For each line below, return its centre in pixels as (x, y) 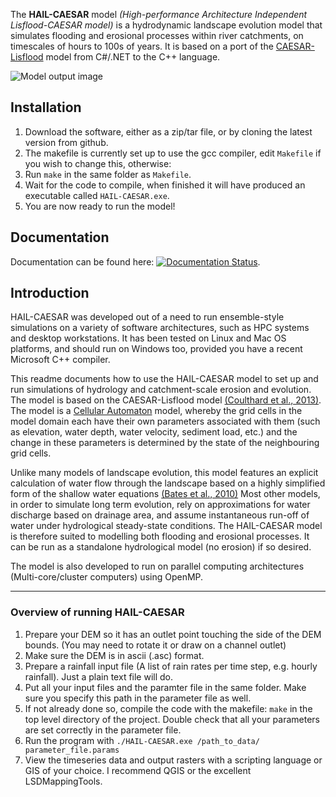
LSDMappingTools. (63, 781)
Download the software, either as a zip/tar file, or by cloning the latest (168, 131)
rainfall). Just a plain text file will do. (99, 676)
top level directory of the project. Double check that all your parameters (172, 719)
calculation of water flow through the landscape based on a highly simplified (168, 483)
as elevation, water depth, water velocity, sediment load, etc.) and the (154, 432)
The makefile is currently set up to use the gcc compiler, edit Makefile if (173, 153)
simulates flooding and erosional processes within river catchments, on (157, 35)
